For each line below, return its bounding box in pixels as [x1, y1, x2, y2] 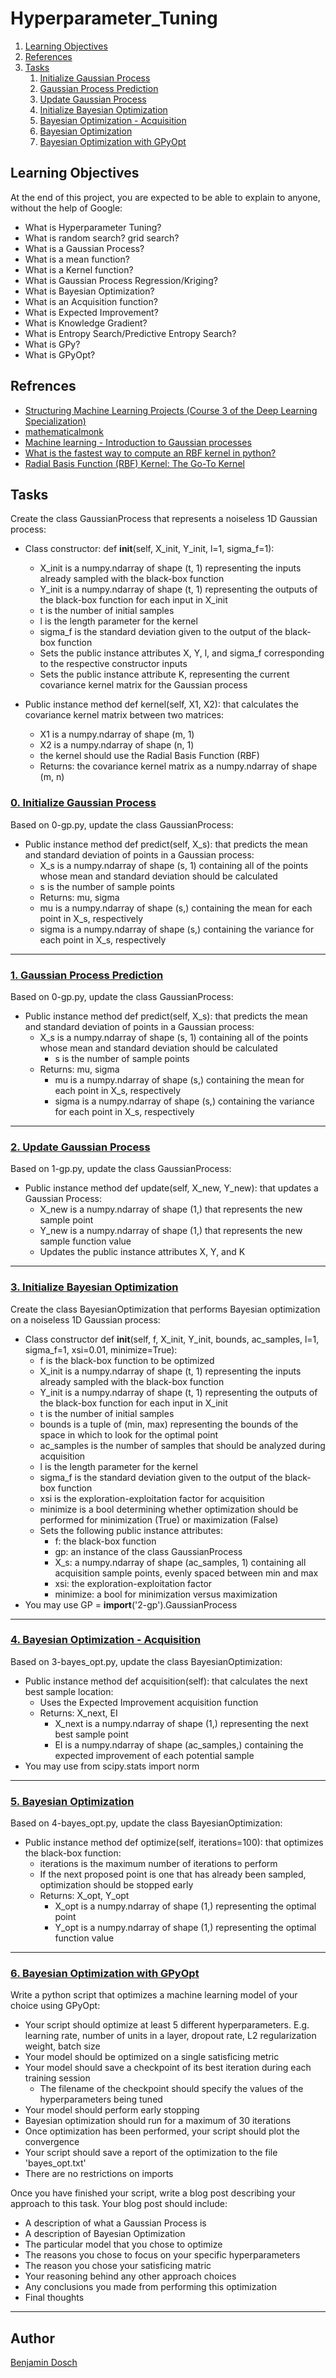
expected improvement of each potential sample [54, 1749, 255, 1761]
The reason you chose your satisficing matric [24, 2260, 212, 2272]
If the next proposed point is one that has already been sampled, [39, 1868, 307, 1881]
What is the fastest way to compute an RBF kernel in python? [24, 447, 277, 459]
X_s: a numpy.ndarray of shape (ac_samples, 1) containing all [54, 1556, 307, 1568]
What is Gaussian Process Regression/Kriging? [24, 274, 218, 286]
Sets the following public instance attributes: [39, 1524, 223, 1536]
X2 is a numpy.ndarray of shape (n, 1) [39, 739, 195, 751]
